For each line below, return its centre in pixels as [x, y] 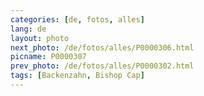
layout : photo [40, 38]
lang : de [28, 29]
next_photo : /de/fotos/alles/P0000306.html [102, 47]
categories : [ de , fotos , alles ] [77, 19]
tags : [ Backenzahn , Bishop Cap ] [77, 76]
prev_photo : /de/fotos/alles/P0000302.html [102, 66]
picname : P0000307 [48, 57]
